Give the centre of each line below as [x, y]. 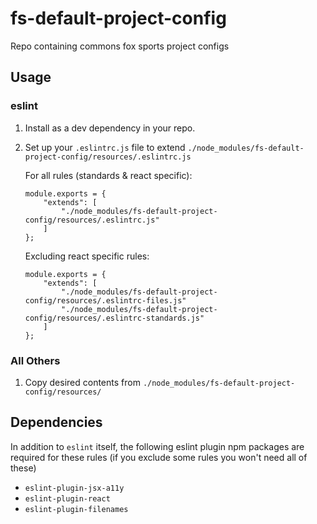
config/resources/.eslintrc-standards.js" [114, 318]
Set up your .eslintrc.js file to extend [105, 147]
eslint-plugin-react [67, 498]
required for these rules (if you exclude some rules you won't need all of [159, 457]
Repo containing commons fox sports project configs [120, 46]
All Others [35, 360]
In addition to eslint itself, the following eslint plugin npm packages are [157, 446]
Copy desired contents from [82, 382]
